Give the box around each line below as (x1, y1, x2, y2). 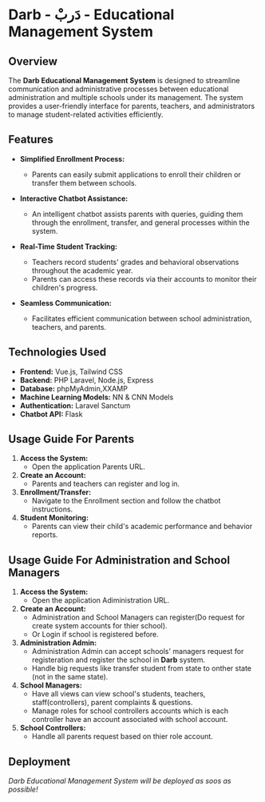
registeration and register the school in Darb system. (31, 655, 206, 665)
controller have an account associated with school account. (31, 715, 228, 724)
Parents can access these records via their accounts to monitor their (31, 274, 257, 283)
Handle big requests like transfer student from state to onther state (31, 664, 252, 673)
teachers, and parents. (31, 322, 106, 331)
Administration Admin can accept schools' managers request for (31, 647, 244, 656)
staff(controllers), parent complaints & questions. (31, 698, 193, 708)
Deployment (8, 755, 71, 768)
